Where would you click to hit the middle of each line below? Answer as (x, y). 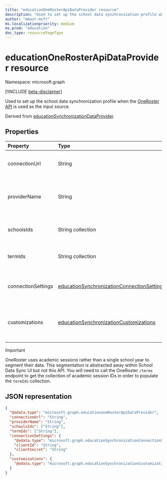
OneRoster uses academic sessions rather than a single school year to (77, 360)
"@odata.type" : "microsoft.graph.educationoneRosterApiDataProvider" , (84, 413)
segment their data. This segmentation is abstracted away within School (79, 365)
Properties (22, 132)
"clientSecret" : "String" (41, 450)
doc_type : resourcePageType (34, 33)
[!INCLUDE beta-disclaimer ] (34, 91)
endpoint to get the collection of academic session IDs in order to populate (82, 375)
